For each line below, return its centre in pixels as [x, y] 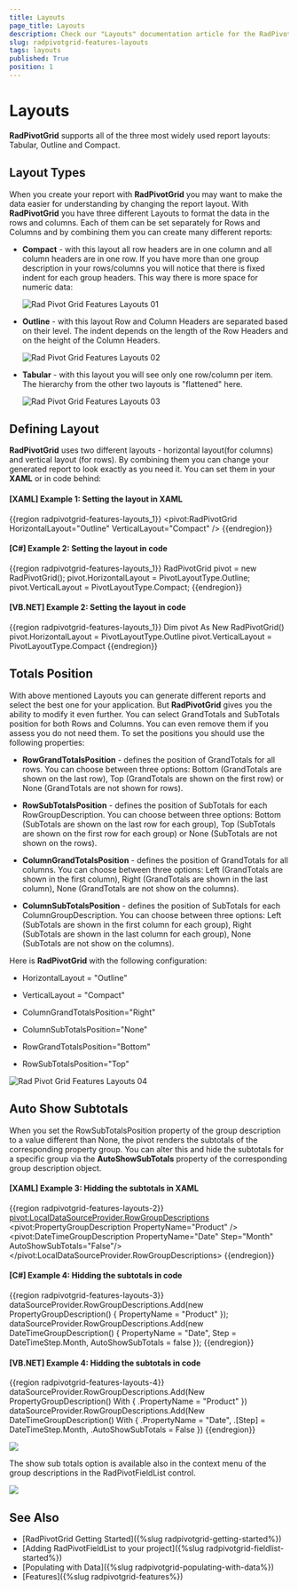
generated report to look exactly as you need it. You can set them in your [142, 469]
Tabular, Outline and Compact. [65, 145]
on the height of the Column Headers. [91, 340]
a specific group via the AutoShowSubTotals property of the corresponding [148, 1159]
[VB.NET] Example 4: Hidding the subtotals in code [105, 1363]
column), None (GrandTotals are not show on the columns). [130, 888]
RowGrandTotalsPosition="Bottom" [86, 1046]
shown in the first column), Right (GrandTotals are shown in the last [145, 879]
